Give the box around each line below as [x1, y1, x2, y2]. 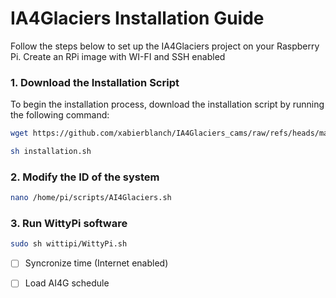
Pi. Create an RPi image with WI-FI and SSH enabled [10, 50, 226, 62]
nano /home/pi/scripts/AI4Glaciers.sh [10, 193, 172, 203]
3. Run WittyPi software [10, 217, 128, 231]
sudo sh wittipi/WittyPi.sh [10, 239, 128, 249]
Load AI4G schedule [24, 277, 110, 289]
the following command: [10, 109, 110, 121]
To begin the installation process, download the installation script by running [10, 98, 325, 111]
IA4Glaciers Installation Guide [10, 7, 265, 30]
